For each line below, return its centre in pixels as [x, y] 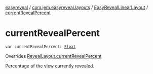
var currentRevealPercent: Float [41, 47]
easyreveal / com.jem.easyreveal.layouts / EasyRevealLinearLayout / [77, 7]
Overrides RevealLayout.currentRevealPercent [53, 56]
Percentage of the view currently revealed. [50, 66]
